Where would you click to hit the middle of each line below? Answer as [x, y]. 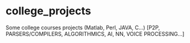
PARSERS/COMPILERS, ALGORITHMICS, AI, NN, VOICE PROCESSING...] [95, 33]
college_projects [49, 11]
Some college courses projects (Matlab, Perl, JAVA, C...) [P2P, [83, 27]
